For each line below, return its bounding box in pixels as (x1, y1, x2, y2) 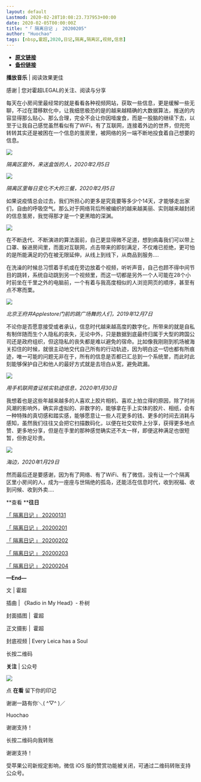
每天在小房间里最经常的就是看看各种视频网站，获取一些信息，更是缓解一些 (6, 99, 190, 107)
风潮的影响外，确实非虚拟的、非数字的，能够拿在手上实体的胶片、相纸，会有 (6, 404, 195, 412)
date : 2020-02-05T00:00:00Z (6, 20, 77, 26)
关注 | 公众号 (6, 663, 38, 670)
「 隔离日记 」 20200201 (6, 524, 68, 531)
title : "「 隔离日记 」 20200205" (6, 25, 87, 32)
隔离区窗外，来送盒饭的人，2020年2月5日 (6, 161, 109, 168)
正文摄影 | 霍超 (6, 625, 44, 632)
